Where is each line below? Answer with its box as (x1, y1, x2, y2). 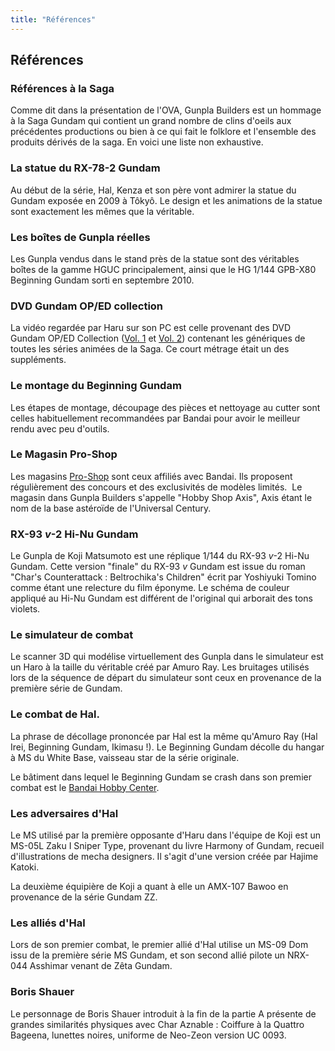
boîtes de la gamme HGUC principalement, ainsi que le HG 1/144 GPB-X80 (10, 263, 317, 275)
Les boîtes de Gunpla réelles (10, 230, 151, 244)
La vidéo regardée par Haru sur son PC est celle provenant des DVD (10, 322, 292, 334)
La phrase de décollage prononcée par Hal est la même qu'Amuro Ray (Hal (10, 730, 318, 742)
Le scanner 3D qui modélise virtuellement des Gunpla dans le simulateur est (10, 651, 324, 663)
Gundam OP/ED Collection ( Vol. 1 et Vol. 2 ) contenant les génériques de (10, 332, 306, 345)
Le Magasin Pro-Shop (10, 447, 118, 461)
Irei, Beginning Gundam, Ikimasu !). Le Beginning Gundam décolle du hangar (10, 741, 325, 753)
